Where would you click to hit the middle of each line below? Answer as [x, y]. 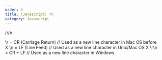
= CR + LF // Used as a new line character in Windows [60, 53]
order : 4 [14, 10]
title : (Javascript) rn [29, 14]
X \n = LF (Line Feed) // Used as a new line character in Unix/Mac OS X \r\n [81, 48]
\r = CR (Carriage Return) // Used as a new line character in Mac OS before [81, 42]
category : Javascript [27, 19]
